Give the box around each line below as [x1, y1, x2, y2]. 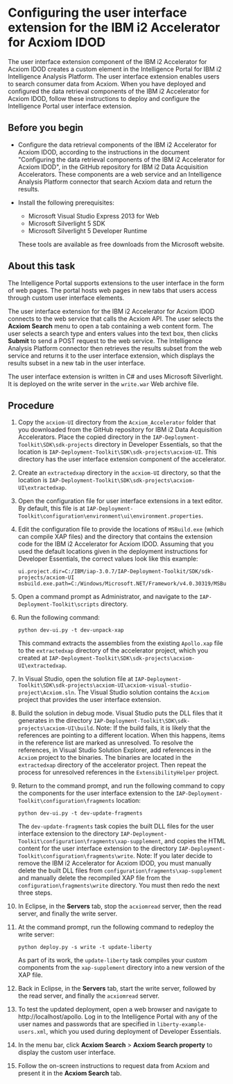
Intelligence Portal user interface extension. [8, 102, 132, 110]
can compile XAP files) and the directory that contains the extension [17, 532, 214, 541]
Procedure [8, 399, 55, 411]
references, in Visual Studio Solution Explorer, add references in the [17, 746, 212, 754]
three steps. [17, 888, 53, 897]
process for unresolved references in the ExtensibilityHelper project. [17, 768, 219, 776]
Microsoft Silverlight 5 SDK [28, 219, 106, 228]
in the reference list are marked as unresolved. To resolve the [17, 739, 193, 747]
